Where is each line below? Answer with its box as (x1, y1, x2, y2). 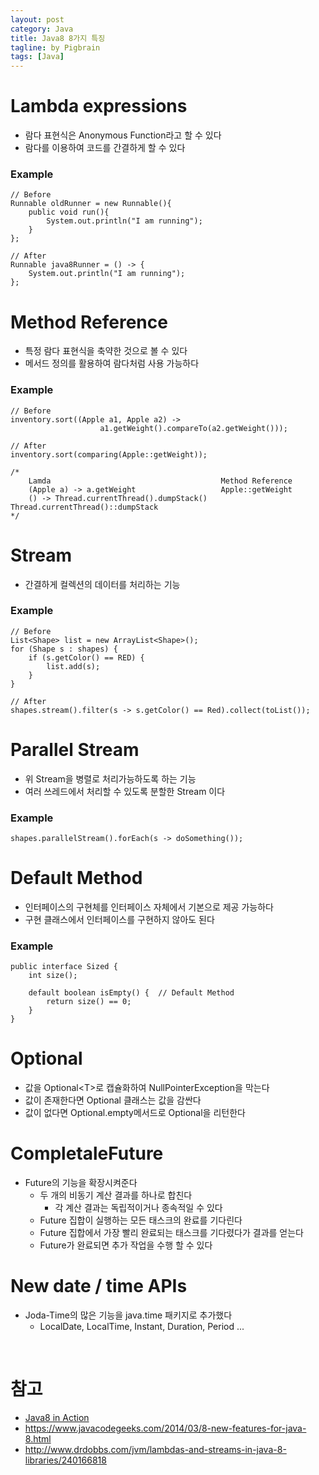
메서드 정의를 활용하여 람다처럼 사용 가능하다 (24, 357, 200, 370)
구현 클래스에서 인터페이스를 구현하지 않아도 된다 (24, 914, 215, 925)
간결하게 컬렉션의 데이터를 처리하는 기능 (24, 578, 181, 590)
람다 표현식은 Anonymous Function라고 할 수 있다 (24, 129, 222, 141)
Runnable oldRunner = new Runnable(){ (10, 199, 172, 209)
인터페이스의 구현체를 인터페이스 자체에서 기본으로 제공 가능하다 (24, 901, 274, 913)
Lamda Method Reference (28, 476, 293, 486)
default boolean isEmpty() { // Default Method (28, 988, 235, 998)
